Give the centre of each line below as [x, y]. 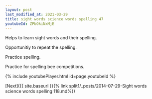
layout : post [19, 10]
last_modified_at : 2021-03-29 [37, 14]
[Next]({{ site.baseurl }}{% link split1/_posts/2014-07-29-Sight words [76, 86]
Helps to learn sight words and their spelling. [51, 38]
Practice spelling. [23, 57]
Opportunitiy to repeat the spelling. [41, 47]
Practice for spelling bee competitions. [45, 67]
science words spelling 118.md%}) [40, 91]
